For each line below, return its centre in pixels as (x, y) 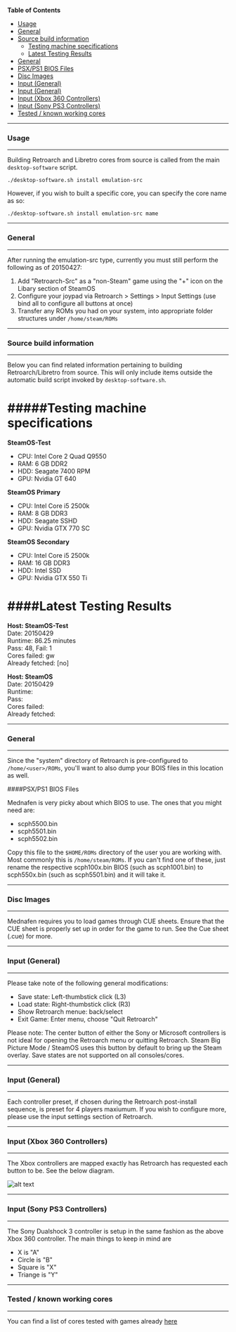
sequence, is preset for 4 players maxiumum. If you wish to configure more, (117, 1109)
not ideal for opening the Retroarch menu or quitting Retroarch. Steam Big (114, 1040)
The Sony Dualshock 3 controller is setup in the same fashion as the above (116, 1231)
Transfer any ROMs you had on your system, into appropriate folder (115, 311)
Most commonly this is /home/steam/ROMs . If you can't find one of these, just (117, 860)
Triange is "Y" (38, 1274)
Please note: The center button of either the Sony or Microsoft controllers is (117, 1033)
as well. (18, 776)
